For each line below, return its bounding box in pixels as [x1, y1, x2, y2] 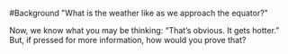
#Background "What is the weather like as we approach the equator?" [9, 8, 268, 18]
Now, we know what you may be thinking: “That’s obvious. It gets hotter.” [9, 25, 280, 35]
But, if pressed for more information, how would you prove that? [9, 35, 247, 45]
